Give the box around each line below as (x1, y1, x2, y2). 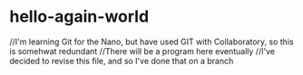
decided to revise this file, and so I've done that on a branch (9, 55, 234, 66)
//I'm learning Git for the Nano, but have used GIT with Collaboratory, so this (9, 36, 294, 47)
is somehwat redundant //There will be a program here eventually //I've (9, 45, 275, 56)
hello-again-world (9, 6, 150, 27)
